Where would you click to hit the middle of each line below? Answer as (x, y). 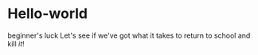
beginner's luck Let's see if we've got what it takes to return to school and (129, 35)
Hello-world (48, 14)
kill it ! (16, 43)
